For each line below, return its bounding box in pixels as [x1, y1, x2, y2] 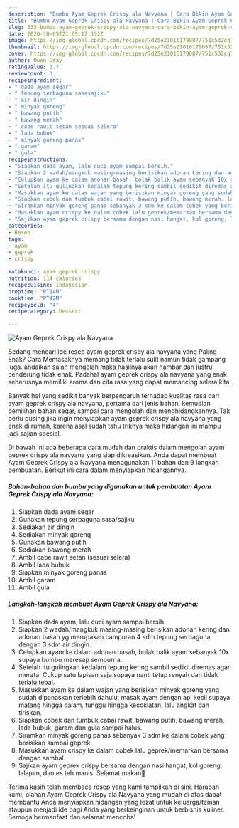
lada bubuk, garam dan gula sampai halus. [18, 723, 143, 732]
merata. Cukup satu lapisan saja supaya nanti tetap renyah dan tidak [18, 671, 218, 679]
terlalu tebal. [18, 678, 55, 687]
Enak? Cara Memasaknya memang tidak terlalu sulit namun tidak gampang [8, 355, 226, 364]
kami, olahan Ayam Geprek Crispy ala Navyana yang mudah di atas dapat [8, 790, 222, 799]
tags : [8, 236, 24, 243]
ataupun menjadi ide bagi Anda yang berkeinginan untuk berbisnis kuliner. [8, 805, 225, 814]
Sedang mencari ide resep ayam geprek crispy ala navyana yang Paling [8, 347, 217, 356]
